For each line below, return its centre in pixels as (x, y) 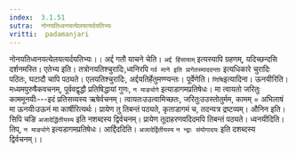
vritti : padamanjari (49, 34)
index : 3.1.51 (37, 17)
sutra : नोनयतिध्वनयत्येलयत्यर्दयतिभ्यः (60, 26)
